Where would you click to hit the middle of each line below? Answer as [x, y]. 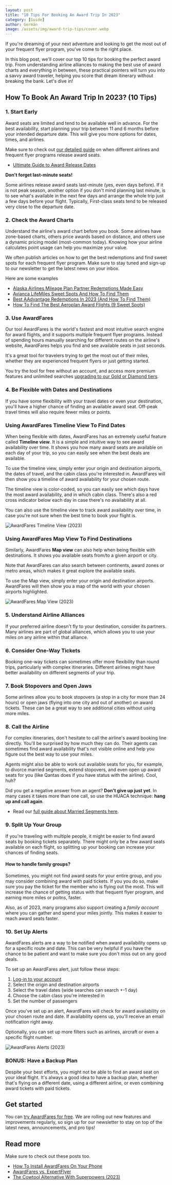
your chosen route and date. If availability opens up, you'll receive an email [84, 1016]
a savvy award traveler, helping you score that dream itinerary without [79, 76]
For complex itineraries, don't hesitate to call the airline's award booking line [86, 738]
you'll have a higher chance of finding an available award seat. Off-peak [82, 406]
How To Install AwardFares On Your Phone [58, 1166]
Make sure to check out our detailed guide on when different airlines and [82, 149]
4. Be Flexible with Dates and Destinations [59, 390]
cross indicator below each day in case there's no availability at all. [76, 500]
